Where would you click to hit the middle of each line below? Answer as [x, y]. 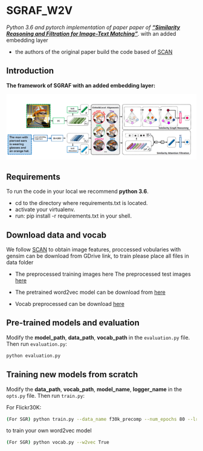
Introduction [30, 71]
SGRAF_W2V [40, 11]
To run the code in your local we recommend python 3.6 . [78, 192]
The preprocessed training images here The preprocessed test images [103, 274]
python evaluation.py [34, 355]
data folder [20, 262]
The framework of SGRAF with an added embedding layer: [81, 85]
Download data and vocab [56, 235]
